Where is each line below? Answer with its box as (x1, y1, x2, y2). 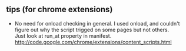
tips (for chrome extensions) (6, 5, 113, 14)
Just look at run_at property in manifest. (14, 32, 112, 39)
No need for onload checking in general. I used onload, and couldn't (14, 20, 181, 27)
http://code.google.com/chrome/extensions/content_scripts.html (14, 38, 172, 45)
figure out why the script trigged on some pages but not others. (14, 26, 170, 33)
